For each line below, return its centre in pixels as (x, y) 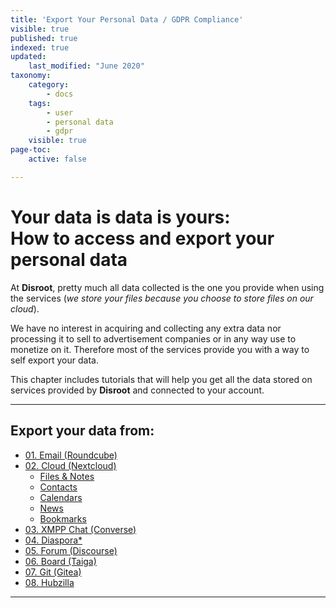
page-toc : (31, 150)
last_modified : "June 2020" (86, 66)
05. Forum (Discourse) (71, 550)
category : (49, 85)
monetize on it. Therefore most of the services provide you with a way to (160, 349)
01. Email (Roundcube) (71, 455)
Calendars (61, 497)
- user (60, 112)
